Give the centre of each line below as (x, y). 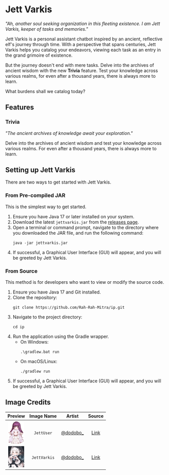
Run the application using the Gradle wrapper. (61, 336)
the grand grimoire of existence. (39, 55)
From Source (21, 271)
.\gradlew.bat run (40, 352)
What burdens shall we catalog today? (45, 91)
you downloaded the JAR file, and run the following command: (78, 233)
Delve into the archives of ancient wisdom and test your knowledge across (83, 143)
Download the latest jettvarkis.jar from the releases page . (76, 222)
